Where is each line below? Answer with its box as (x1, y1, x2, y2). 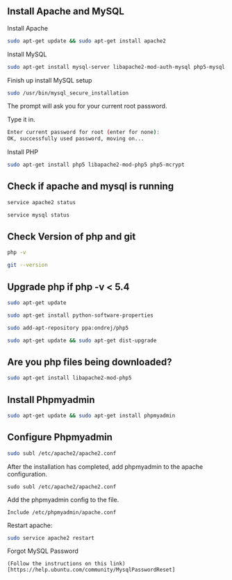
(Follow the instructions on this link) (7, 561, 126, 567)
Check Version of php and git (7, 231, 136, 242)
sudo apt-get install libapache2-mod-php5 (7, 374, 132, 381)
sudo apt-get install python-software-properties (7, 312, 154, 319)
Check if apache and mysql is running (7, 181, 174, 192)
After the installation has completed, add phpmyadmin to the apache (7, 462, 204, 471)
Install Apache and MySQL (7, 6, 125, 17)
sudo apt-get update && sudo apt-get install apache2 (7, 38, 167, 44)
